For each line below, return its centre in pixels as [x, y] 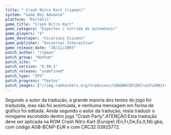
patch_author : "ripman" [31, 52]
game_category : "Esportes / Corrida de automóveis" [61, 29]
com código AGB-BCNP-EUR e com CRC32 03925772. [63, 127]
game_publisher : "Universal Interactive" [50, 43]
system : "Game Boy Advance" [35, 15]
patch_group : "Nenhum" [29, 57]
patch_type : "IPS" [25, 76]
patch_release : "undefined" [35, 72]
